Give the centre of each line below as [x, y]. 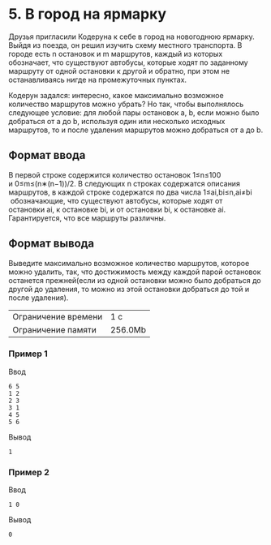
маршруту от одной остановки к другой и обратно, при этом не [119, 71]
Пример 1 [28, 354]
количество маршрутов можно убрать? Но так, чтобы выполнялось [126, 104]
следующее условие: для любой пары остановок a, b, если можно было [134, 112]
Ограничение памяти [55, 329]
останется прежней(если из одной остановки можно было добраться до [135, 280]
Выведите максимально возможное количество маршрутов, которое [129, 263]
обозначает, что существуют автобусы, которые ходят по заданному [129, 62]
